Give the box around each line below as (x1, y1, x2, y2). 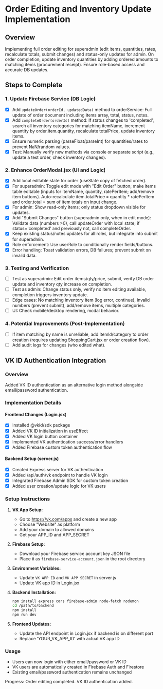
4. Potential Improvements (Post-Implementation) (5, 320, 125, 327)
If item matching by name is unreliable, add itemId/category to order (12, 331, 149, 337)
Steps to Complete (5, 81, 63, 89)
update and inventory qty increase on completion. (12, 281, 112, 287)
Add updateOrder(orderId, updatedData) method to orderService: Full (12, 106, 152, 113)
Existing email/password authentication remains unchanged (12, 669, 132, 675)
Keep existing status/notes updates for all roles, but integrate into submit (12, 230, 158, 237)
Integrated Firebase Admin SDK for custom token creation (12, 478, 128, 483)
